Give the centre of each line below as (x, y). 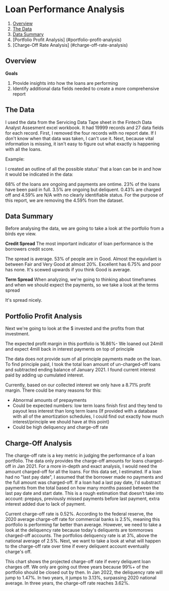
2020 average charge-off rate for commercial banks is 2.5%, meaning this (83, 519)
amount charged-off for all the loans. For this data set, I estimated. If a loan (83, 472)
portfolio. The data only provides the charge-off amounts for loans (74, 461)
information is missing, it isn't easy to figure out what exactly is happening (82, 144)
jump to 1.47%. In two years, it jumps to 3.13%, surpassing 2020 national (81, 578)
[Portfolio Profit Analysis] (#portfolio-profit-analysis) (67, 40)
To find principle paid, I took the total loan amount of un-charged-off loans (83, 364)
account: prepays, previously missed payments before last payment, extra (82, 499)
